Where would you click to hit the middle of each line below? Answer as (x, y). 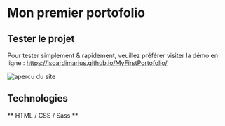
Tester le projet (41, 39)
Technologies (38, 98)
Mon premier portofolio (76, 13)
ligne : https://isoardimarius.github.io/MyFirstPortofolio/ (88, 63)
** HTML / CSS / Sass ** (43, 115)
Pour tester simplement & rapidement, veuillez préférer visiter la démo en (113, 55)
